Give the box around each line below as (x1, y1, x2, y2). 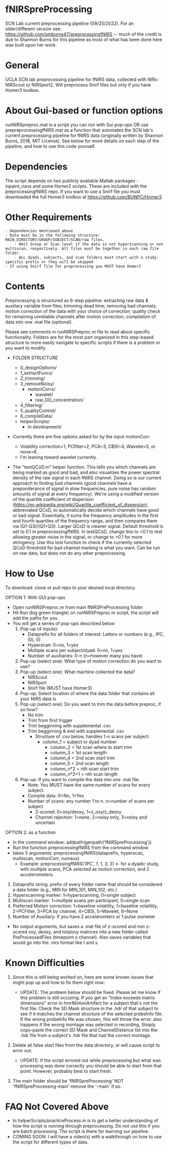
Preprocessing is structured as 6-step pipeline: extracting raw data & (5, 297, 149, 303)
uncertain (35, 819, 55, 825)
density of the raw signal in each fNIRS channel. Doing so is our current (12, 475, 161, 481)
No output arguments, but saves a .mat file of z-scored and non (12, 923, 145, 929)
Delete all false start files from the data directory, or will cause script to (12, 1042, 160, 1048)
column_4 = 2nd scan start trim (50, 755, 115, 761)
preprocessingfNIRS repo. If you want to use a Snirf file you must (5, 188, 141, 195)
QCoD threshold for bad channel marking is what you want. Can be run (12, 545, 160, 551)
